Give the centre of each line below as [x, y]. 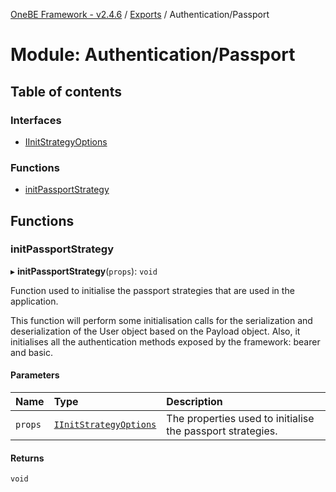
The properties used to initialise [240, 419]
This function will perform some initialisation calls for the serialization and [161, 320]
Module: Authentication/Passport [153, 55]
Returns [27, 458]
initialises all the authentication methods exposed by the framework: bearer [165, 341]
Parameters [35, 375]
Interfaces [36, 120]
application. [34, 301]
